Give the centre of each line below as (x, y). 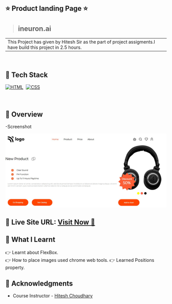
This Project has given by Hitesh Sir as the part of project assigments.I (81, 42)
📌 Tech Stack (27, 75)
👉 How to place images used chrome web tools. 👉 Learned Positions (80, 260)
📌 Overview (24, 114)
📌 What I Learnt (30, 240)
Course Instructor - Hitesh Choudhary (53, 296)
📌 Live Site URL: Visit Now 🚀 (50, 222)
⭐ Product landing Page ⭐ (47, 8)
